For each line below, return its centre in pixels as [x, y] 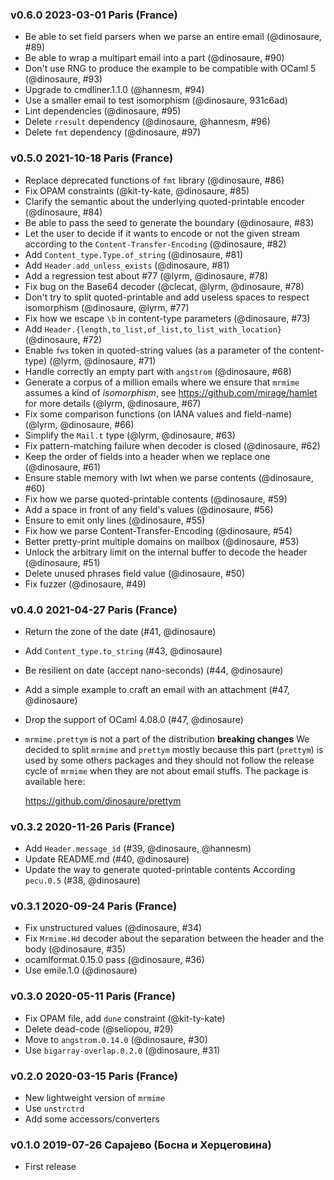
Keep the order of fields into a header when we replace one [147, 456]
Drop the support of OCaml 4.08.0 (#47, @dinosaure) [134, 719]
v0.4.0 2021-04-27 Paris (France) [94, 610]
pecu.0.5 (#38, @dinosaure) [82, 880]
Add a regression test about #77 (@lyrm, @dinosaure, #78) [146, 275]
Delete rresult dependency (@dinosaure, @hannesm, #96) [147, 122]
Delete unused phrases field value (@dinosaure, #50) [135, 573]
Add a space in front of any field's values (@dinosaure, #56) [149, 509]
